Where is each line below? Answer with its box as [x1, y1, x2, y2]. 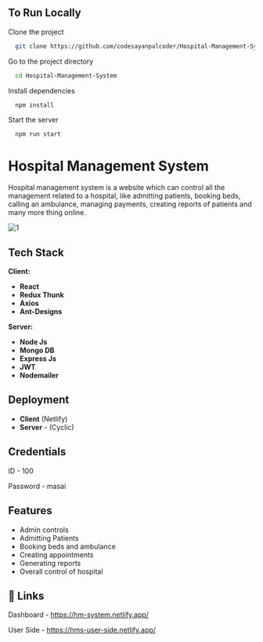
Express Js [19, 354, 56, 363]
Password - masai [8, 481, 67, 491]
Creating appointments [19, 549, 94, 560]
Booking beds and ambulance [19, 542, 116, 551]
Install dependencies [8, 86, 76, 95]
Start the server [8, 115, 59, 125]
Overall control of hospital [19, 567, 103, 576]
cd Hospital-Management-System [15, 71, 117, 79]
